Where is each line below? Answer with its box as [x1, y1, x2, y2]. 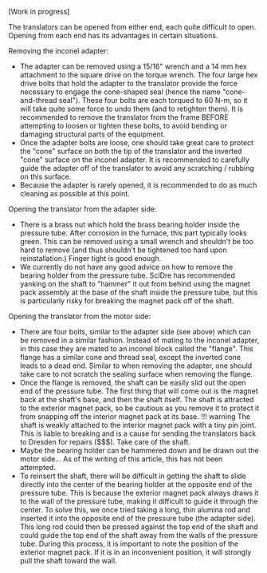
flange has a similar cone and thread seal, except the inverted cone [19, 353, 241, 362]
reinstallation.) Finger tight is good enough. [19, 254, 162, 263]
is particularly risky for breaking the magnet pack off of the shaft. [19, 296, 234, 306]
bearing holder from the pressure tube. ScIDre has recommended [19, 271, 235, 280]
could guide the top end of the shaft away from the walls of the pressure [19, 531, 258, 539]
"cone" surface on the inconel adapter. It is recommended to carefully [19, 155, 249, 164]
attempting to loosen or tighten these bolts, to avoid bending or [19, 121, 228, 130]
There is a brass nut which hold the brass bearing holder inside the [19, 219, 241, 229]
